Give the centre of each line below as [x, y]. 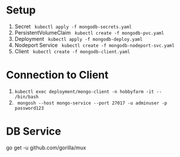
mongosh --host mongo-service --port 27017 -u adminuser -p [92, 103]
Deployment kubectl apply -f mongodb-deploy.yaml [79, 39]
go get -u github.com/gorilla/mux [46, 148]
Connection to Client [57, 75]
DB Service [34, 132]
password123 [29, 108]
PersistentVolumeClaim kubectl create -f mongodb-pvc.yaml [89, 32]
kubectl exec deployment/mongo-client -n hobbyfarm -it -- [88, 91]
